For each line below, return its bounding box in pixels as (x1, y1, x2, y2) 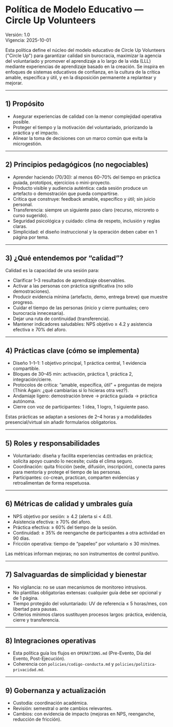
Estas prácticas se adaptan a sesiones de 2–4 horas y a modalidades (5, 414, 152, 420)
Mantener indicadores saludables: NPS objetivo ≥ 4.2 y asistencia (12, 321, 152, 327)
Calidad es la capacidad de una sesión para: (5, 268, 99, 274)
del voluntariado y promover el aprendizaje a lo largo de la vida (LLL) (5, 58, 151, 64)
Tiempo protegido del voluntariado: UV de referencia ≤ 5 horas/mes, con (12, 600, 167, 607)
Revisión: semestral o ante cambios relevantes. (12, 705, 113, 712)
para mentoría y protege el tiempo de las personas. (12, 469, 122, 475)
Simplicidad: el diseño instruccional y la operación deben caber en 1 (12, 228, 158, 235)
